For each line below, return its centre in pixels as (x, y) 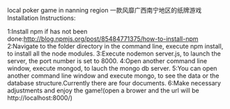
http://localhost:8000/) (40, 98)
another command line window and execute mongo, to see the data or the (113, 76)
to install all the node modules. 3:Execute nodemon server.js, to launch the (114, 53)
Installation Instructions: (41, 18)
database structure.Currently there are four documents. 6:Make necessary (114, 83)
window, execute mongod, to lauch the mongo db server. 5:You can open (112, 68)
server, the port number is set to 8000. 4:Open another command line (107, 61)
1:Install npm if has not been (47, 31)
